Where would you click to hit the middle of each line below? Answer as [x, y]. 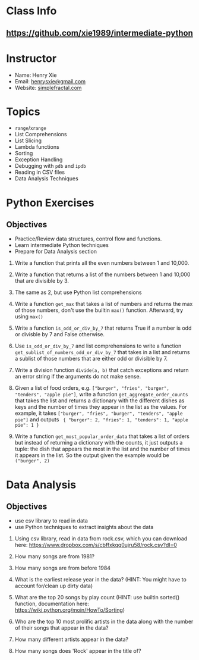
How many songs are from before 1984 [63, 568]
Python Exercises [50, 203]
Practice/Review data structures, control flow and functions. [88, 239]
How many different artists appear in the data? [72, 639]
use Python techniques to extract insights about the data [84, 527]
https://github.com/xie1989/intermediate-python [99, 33]
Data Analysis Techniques [46, 179]
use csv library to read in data [51, 521]
